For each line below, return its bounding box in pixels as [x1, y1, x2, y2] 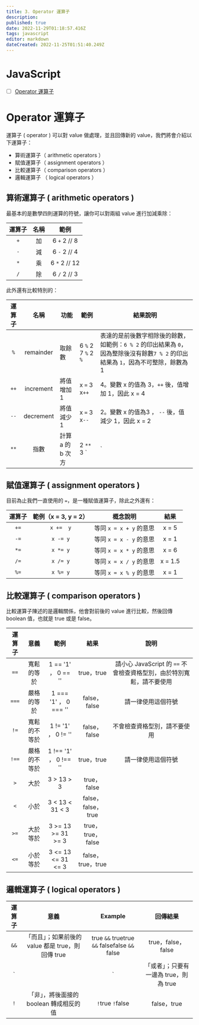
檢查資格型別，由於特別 [118, 669, 184, 677]
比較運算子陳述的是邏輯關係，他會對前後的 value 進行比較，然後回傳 [6, 608, 173, 615]
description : [6, 14, 38, 20]
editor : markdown [6, 36, 49, 42]
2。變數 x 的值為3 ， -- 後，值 [99, 408, 185, 416]
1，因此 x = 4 [107, 389, 145, 398]
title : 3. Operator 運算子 [6, 8, 70, 15]
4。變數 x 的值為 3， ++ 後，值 [99, 380, 183, 389]
